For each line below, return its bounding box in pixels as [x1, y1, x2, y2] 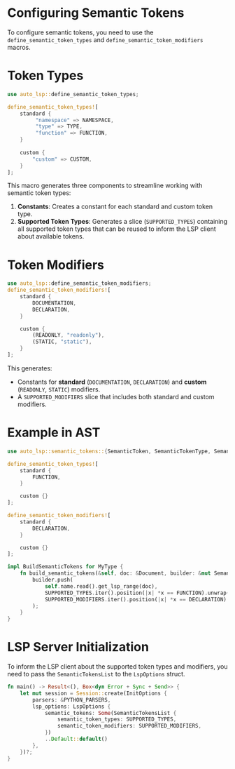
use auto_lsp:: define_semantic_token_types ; [7, 91, 139, 98]
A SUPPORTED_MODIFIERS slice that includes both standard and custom [17, 392, 215, 401]
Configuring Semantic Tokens [7, 5, 185, 21]
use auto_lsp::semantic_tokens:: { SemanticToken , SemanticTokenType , [7, 448, 211, 455]
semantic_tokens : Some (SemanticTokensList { [44, 709, 177, 716]
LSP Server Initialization [7, 639, 149, 655]
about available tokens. [17, 232, 85, 241]
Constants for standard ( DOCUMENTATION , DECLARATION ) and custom [17, 377, 207, 386]
